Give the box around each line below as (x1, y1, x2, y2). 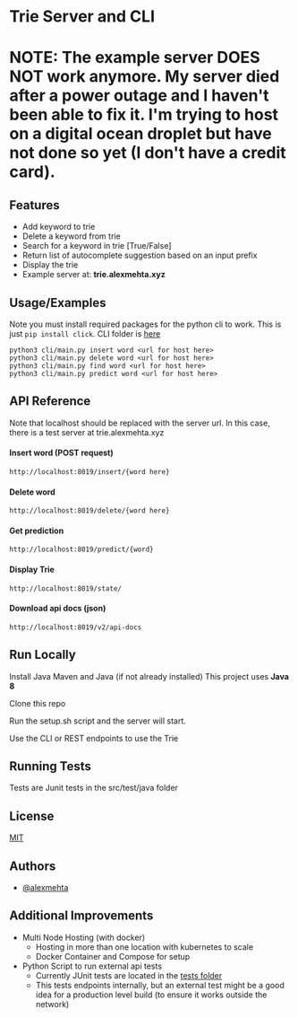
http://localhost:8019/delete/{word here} (9, 506, 170, 515)
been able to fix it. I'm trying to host (9, 105, 279, 125)
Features (9, 197, 60, 213)
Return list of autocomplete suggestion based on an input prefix (21, 250, 258, 261)
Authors (9, 858, 56, 873)
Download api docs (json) (9, 603, 106, 614)
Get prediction (9, 525, 64, 536)
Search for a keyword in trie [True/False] (21, 241, 172, 251)
